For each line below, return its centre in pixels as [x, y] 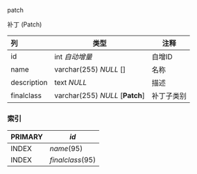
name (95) [66, 149]
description [29, 82]
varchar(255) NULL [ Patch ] [100, 95]
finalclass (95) [72, 160]
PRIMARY [27, 137]
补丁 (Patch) [25, 24]
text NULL [71, 82]
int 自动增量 [73, 57]
